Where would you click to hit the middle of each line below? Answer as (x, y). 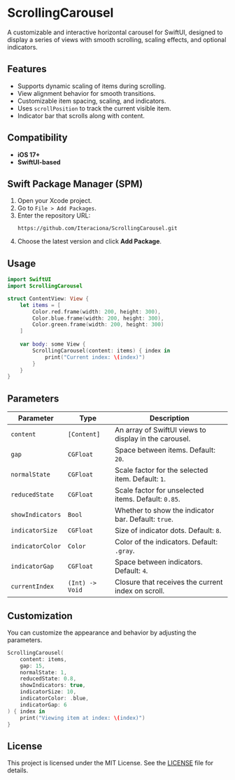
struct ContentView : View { (48, 299)
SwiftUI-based (39, 162)
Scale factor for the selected (161, 470)
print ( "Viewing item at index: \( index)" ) (83, 718)
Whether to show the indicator (164, 511)
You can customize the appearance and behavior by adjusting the (102, 632)
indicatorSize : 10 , (48, 692)
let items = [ (40, 305)
